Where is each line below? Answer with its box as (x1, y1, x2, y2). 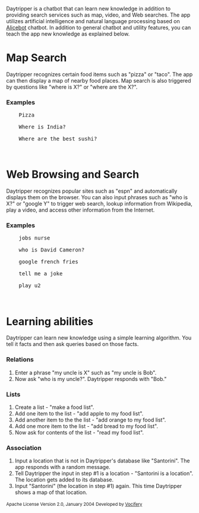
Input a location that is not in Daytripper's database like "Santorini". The (14, 457, 190, 464)
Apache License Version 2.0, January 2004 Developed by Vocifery (6, 502, 143, 508)
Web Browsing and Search (6, 168, 140, 181)
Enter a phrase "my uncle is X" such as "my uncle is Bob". (14, 369, 157, 376)
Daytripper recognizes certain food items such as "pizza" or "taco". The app (6, 71, 193, 78)
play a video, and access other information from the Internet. (6, 206, 155, 213)
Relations (6, 355, 34, 364)
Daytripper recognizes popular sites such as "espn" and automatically (6, 187, 178, 195)
